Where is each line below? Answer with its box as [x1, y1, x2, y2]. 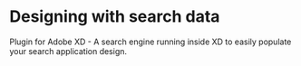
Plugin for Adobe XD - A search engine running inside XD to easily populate [9, 36, 292, 47]
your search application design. [9, 45, 128, 56]
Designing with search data [9, 6, 220, 27]
